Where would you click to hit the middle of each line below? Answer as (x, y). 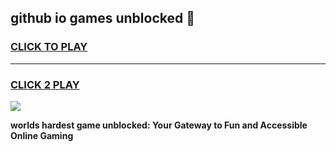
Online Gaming (42, 135)
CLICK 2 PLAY (45, 84)
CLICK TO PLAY (49, 47)
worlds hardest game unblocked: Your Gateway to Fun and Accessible (159, 125)
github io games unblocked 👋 (102, 18)
